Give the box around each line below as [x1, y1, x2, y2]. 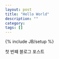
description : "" [5, 16, 38, 21]
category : [5, 20, 26, 26]
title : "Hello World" [5, 12, 50, 17]
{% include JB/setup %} [5, 39, 54, 44]
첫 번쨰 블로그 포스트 [5, 49, 45, 55]
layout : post [5, 7, 32, 12]
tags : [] [5, 25, 23, 30]
